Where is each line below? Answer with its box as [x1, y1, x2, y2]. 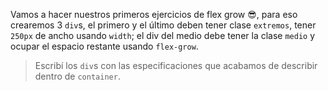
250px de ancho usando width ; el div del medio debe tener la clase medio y [10, 30, 316, 41]
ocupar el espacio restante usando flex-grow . [10, 40, 199, 52]
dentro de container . [34, 70, 121, 82]
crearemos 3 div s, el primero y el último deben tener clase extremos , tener [10, 19, 317, 31]
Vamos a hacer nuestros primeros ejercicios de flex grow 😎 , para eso [10, 9, 298, 20]
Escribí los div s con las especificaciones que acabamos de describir [34, 60, 318, 71]
